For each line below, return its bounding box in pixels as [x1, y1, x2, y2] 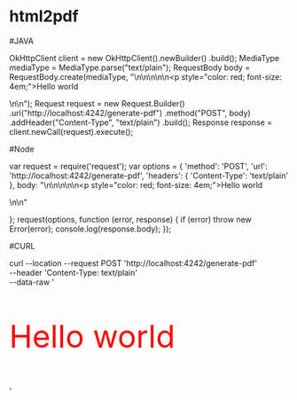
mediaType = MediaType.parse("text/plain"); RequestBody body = [9, 62, 251, 73]
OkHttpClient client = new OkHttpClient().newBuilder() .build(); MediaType [9, 52, 280, 63]
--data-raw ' [9, 277, 55, 287]
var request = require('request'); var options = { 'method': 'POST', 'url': [9, 161, 268, 171]
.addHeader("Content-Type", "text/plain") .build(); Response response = [9, 117, 273, 128]
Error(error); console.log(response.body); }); [9, 224, 172, 234]
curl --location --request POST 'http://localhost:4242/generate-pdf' [9, 257, 257, 268]
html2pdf [9, 6, 79, 27]
